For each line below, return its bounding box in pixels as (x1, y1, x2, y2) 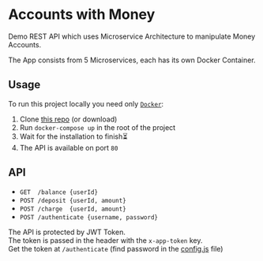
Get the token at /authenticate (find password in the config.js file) (8, 244, 224, 253)
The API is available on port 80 (19, 143, 118, 152)
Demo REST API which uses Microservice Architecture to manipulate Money (8, 32, 256, 41)
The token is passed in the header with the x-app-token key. (8, 235, 203, 245)
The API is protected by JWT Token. (8, 227, 126, 237)
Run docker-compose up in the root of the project (19, 122, 176, 132)
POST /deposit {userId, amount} (19, 196, 126, 204)
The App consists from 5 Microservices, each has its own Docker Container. (8, 55, 256, 65)
